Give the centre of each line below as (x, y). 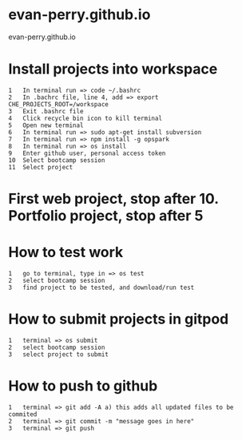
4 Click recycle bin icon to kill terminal (85, 118)
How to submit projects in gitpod (119, 319)
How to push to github (83, 386)
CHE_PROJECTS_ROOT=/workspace (59, 104)
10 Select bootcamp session (57, 160)
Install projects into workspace (113, 69)
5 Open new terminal (46, 125)
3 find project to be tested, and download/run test (101, 287)
